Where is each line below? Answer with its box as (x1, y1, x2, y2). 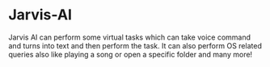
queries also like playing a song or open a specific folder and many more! (8, 49, 253, 59)
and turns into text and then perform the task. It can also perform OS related (8, 40, 263, 50)
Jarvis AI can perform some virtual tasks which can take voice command (8, 32, 251, 42)
